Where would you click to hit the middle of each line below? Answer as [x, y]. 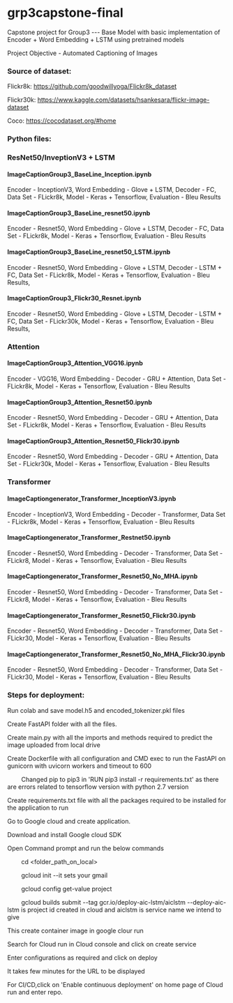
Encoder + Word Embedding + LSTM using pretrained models [96, 39]
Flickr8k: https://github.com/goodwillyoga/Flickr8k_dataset [92, 86]
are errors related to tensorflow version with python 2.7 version [98, 787]
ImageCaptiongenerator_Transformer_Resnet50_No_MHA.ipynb [103, 576]
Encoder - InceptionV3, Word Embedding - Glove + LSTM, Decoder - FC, [112, 190]
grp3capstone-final [65, 13]
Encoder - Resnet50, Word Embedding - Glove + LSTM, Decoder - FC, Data [116, 229]
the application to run [38, 808]
